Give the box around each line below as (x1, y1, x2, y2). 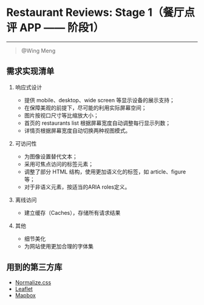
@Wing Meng (21, 47, 56, 54)
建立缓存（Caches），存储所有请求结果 (24, 209, 121, 216)
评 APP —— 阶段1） (6, 21, 104, 35)
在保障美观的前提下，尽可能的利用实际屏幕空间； (24, 104, 147, 111)
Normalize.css (15, 278, 52, 286)
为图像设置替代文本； (24, 153, 78, 160)
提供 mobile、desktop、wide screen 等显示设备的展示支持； (24, 96, 175, 103)
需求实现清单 (6, 66, 55, 77)
